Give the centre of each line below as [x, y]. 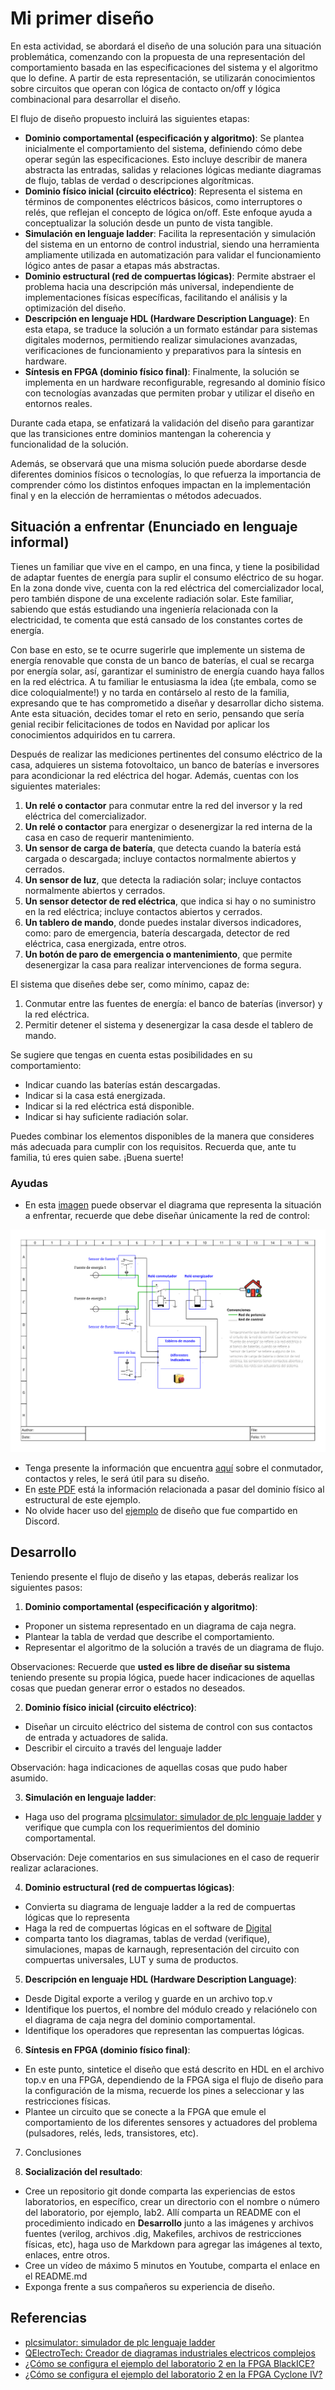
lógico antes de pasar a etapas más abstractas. [122, 265]
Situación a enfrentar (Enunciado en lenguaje [154, 527]
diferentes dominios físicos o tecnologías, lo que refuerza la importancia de [166, 474]
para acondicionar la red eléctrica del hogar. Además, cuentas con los [154, 775]
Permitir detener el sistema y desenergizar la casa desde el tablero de [169, 1024]
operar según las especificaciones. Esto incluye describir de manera [166, 159]
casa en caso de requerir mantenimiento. [109, 837]
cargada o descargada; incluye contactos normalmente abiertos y [160, 858]
